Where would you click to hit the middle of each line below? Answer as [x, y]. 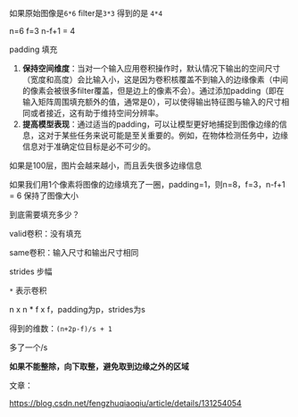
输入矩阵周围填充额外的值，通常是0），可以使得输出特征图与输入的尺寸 [152, 102]
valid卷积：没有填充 [46, 234]
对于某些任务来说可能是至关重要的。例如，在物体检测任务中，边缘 [167, 135]
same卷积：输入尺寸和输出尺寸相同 [74, 252]
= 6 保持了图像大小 [44, 196]
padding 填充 [33, 49]
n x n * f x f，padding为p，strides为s [77, 309]
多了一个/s [29, 347]
